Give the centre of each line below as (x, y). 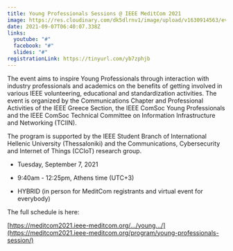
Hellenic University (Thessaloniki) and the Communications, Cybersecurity (114, 144)
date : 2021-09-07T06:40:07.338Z (54, 26)
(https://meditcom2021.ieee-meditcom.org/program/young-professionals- (113, 232)
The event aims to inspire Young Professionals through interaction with (108, 78)
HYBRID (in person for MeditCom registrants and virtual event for (110, 191)
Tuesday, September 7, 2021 (58, 164)
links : (17, 33)
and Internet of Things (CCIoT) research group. (75, 150)
